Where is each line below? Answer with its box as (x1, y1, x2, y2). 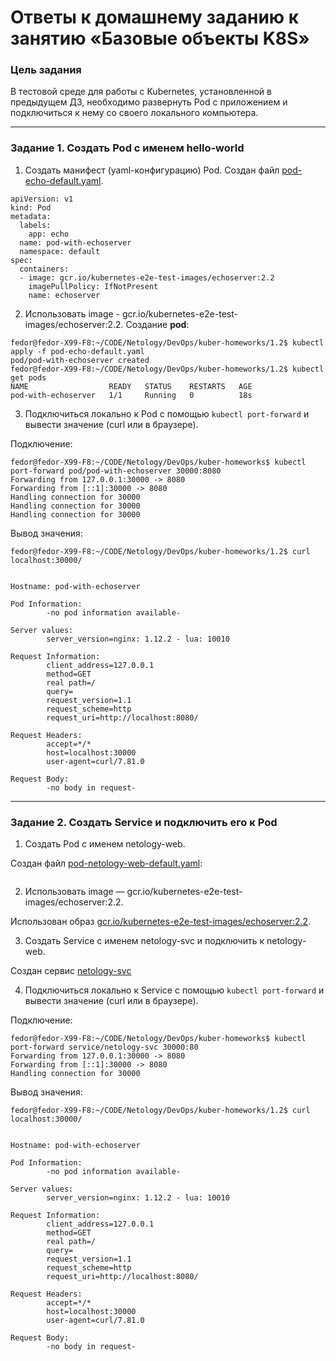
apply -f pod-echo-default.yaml (10, 346, 145, 356)
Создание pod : (125, 318, 190, 330)
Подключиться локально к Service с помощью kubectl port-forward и (24, 984, 325, 996)
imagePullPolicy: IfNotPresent (28, 281, 159, 291)
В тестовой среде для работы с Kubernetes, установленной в (10, 86, 272, 98)
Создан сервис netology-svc (10, 965, 132, 977)
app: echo (28, 229, 70, 239)
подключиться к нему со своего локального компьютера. (10, 107, 259, 119)
